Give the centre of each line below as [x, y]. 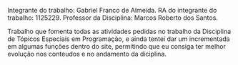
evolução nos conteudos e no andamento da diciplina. [87, 54]
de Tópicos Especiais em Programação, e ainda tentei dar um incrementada [119, 39]
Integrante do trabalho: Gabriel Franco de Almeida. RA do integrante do [112, 10]
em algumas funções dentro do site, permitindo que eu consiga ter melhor [117, 46]
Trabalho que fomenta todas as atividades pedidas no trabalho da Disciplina [119, 31]
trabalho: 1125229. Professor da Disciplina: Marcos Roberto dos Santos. [113, 18]
